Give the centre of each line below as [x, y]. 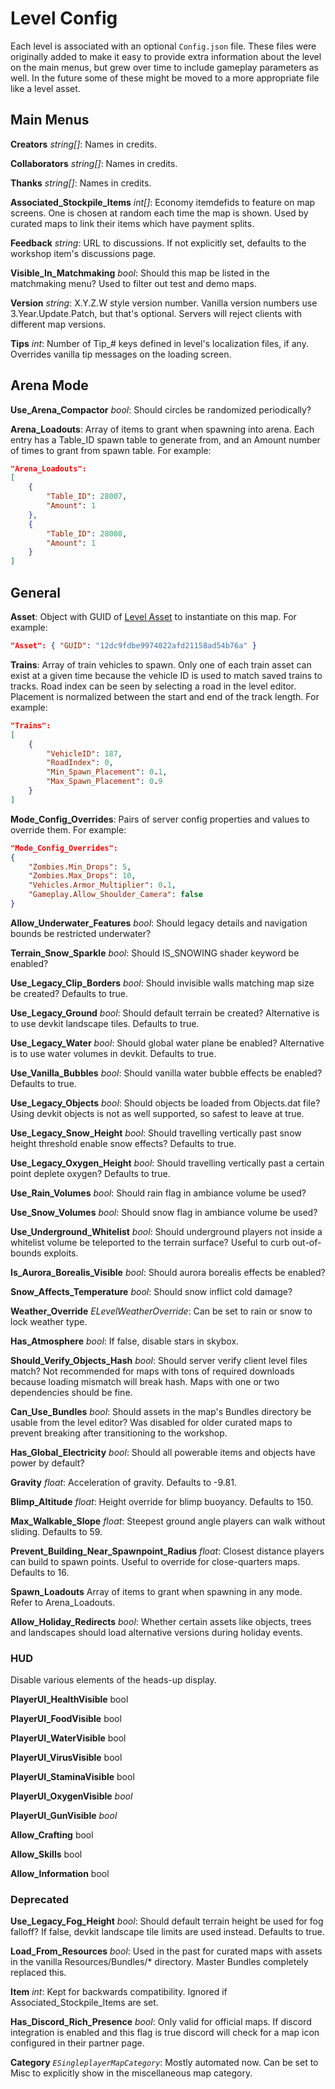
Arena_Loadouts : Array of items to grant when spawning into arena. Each [162, 429]
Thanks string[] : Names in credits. [81, 183]
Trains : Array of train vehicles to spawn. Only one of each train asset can [161, 664]
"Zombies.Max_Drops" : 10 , [82, 876]
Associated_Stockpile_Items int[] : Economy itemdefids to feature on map [163, 202]
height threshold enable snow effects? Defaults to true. [123, 1143]
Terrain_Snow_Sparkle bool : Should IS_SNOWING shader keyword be [155, 953]
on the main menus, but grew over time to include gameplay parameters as [164, 67]
